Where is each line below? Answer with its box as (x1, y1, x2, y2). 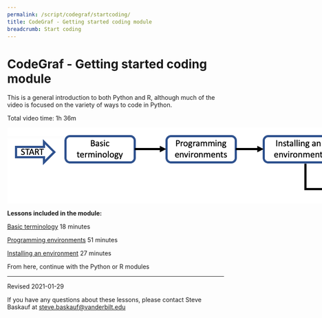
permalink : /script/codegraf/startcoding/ (7, 11, 131, 18)
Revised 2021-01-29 (7, 282, 64, 290)
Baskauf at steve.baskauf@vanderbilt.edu (7, 303, 126, 311)
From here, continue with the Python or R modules (7, 262, 150, 271)
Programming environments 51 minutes (7, 236, 118, 244)
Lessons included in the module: (7, 209, 103, 218)
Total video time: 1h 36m (7, 114, 77, 123)
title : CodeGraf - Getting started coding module (7, 18, 153, 25)
